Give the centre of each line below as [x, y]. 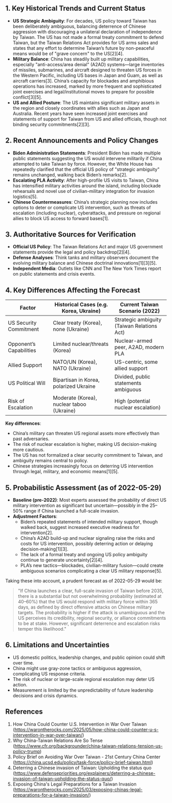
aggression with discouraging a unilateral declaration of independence [87, 32]
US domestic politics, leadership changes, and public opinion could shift [89, 657]
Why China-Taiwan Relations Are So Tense [58, 740]
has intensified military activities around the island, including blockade [87, 185]
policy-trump [26, 751]
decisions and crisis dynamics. [45, 695]
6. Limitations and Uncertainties [57, 645]
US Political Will [27, 383]
